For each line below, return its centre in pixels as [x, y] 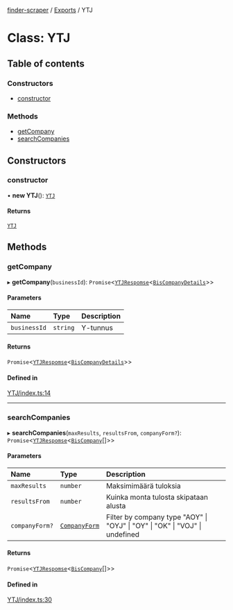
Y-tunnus [97, 327]
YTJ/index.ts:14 [29, 393]
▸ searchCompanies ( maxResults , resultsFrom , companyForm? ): [94, 433]
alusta [116, 505]
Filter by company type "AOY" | [157, 517]
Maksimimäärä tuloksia [144, 486]
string [64, 328]
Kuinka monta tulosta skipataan [157, 497]
